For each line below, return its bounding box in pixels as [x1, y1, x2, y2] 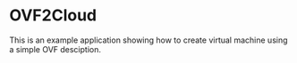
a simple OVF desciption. [9, 43, 101, 54]
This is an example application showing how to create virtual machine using [9, 35, 288, 45]
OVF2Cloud [9, 5, 97, 26]
